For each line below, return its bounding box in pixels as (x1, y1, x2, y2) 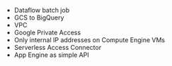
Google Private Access (13, 28, 81, 37)
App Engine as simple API (13, 51, 90, 59)
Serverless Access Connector (13, 44, 101, 51)
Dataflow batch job (13, 6, 69, 14)
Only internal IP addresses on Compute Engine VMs (13, 36, 165, 44)
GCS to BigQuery (13, 13, 64, 22)
